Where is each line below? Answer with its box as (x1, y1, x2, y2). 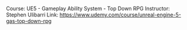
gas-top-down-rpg (6, 18, 52, 24)
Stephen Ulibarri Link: (6, 11, 59, 18)
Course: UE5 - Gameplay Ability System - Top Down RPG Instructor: (6, 5, 170, 12)
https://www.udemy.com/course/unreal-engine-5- (59, 11, 182, 18)
